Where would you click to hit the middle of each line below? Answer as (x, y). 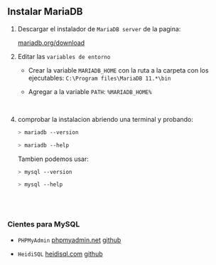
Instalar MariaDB (45, 12)
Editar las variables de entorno (64, 56)
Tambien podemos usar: (53, 159)
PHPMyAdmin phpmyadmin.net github (69, 240)
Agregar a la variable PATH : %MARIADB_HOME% (90, 91)
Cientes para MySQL (44, 224)
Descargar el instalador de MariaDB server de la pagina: (99, 28)
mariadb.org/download (51, 43)
